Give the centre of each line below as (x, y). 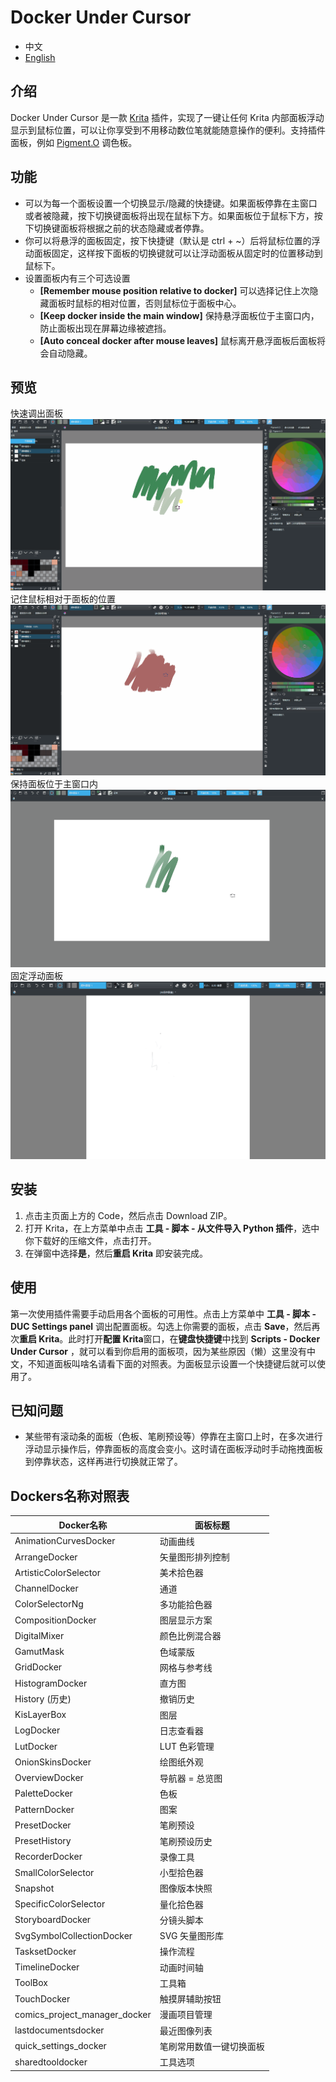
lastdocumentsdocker (59, 2030)
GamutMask (39, 1652)
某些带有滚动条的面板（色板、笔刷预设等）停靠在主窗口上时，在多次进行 (173, 1437)
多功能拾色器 (186, 1604)
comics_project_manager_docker (83, 2014)
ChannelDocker (46, 1588)
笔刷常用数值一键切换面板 (212, 2046)
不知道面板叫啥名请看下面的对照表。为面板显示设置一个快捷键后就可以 (172, 1363)
